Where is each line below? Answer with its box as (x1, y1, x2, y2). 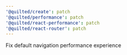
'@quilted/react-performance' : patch (5, 20, 100, 26)
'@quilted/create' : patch (5, 8, 70, 15)
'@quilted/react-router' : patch (5, 25, 86, 32)
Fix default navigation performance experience (5, 42, 122, 49)
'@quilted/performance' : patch (5, 14, 84, 20)
